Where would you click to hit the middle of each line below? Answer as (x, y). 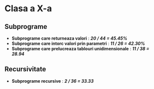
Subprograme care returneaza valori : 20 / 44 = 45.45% (69, 38)
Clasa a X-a (28, 9)
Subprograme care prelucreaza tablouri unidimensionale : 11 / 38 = (80, 49)
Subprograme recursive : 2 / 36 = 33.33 (52, 81)
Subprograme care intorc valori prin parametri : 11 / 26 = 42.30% (78, 44)
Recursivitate (25, 69)
